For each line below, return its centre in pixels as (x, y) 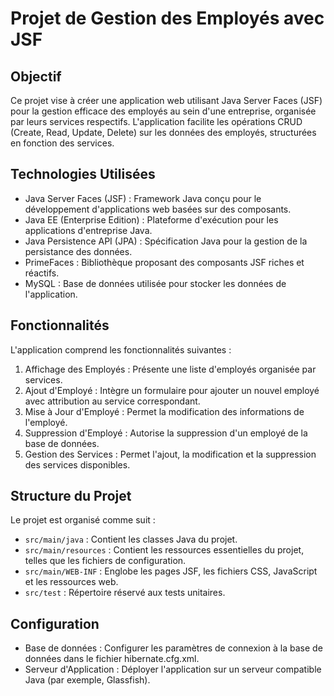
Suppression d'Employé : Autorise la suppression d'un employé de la (166, 433)
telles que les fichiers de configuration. (105, 561)
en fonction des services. (62, 143)
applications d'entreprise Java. (88, 230)
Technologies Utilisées (83, 174)
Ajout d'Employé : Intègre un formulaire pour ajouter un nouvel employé (172, 390)
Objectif (36, 76)
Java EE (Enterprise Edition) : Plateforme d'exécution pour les (151, 219)
